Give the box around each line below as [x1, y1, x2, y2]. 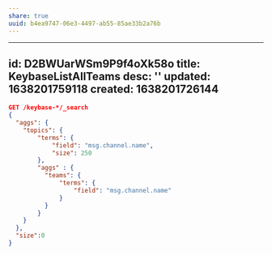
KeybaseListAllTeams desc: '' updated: [8, 70, 211, 83]
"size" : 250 [51, 149, 92, 157]
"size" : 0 [15, 232, 45, 240]
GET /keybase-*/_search [8, 104, 89, 112]
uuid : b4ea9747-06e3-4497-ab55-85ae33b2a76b [8, 19, 161, 28]
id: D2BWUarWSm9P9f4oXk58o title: [8, 57, 201, 70]
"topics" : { [23, 126, 63, 134]
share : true [8, 11, 49, 20]
